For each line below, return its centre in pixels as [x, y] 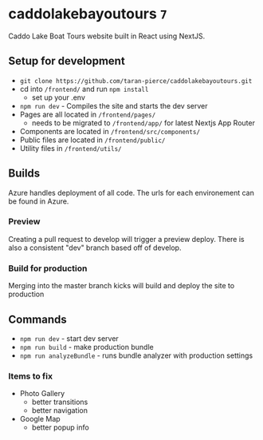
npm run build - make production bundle [86, 347]
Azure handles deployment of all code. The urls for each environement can [131, 192]
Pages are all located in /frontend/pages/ [88, 114]
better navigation [59, 410]
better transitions [60, 402]
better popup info [60, 427]
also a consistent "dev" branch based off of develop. [95, 248]
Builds [24, 174]
